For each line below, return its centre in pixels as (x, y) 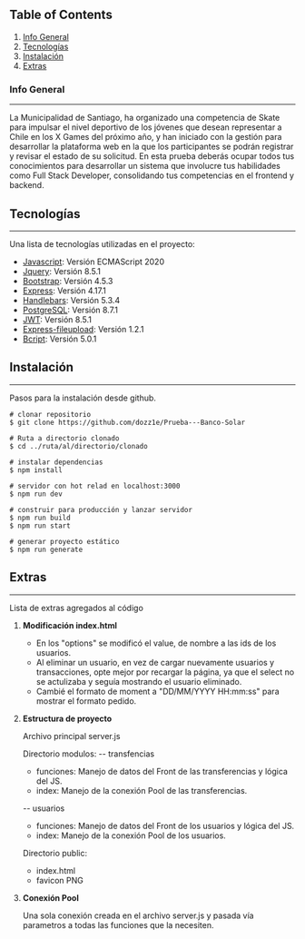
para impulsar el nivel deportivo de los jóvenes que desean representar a (146, 127)
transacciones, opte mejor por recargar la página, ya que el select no (165, 672)
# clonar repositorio (50, 414)
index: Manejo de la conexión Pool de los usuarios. (131, 835)
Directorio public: (55, 853)
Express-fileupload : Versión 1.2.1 (83, 329)
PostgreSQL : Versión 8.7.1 (70, 310)
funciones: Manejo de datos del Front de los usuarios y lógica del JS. (165, 825)
